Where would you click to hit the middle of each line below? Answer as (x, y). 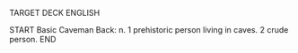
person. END (33, 39)
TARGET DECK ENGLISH (55, 13)
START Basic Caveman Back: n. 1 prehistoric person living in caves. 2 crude (149, 30)
